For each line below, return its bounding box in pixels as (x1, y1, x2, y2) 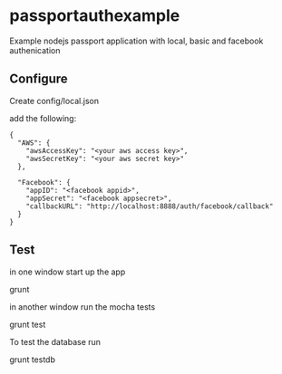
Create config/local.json (9, 95, 100, 106)
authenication (9, 44, 61, 55)
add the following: (9, 112, 77, 123)
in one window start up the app (9, 266, 126, 277)
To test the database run (9, 336, 102, 347)
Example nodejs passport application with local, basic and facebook (9, 35, 264, 46)
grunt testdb (9, 354, 56, 365)
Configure (9, 72, 68, 87)
